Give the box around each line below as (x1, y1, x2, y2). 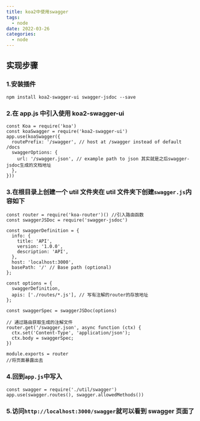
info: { (11, 233, 31, 239)
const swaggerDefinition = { (6, 228, 80, 234)
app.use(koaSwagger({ (6, 134, 61, 140)
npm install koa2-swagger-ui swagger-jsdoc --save (6, 94, 136, 100)
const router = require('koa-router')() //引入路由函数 (6, 212, 144, 218)
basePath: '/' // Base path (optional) (11, 265, 112, 271)
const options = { (6, 280, 52, 286)
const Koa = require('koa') (6, 123, 77, 129)
